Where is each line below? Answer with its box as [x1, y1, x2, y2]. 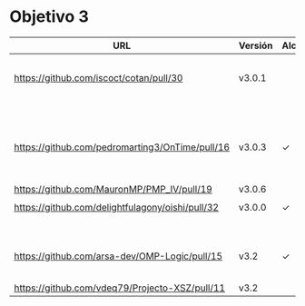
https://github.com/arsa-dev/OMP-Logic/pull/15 [14, 250, 223, 262]
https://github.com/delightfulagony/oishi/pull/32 [14, 201, 220, 213]
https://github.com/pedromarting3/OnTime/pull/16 [14, 141, 230, 153]
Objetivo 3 [9, 6, 89, 27]
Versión [238, 39, 274, 52]
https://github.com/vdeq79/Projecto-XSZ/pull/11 [14, 281, 225, 294]
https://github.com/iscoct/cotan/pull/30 [14, 71, 183, 84]
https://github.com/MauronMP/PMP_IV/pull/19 [14, 183, 213, 195]
